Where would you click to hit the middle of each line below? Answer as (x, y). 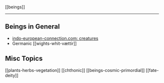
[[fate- (152, 70)
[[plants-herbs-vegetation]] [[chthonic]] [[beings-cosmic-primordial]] (75, 70)
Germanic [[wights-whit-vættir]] (44, 43)
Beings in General (32, 27)
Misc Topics (24, 59)
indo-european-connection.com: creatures (55, 38)
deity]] (12, 75)
